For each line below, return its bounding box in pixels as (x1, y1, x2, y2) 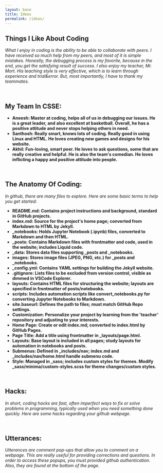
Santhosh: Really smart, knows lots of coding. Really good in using (12, 130, 150, 136)
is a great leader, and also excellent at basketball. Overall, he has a (12, 120, 149, 126)
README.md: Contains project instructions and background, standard (12, 208, 157, 214)
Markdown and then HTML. (12, 234, 69, 239)
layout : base (5, 7, 32, 12)
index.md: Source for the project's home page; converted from (12, 218, 142, 224)
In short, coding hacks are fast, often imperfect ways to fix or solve (5, 400, 140, 406)
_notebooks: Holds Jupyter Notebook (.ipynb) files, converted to (12, 228, 146, 235)
